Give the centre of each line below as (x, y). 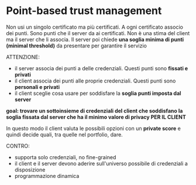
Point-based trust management (84, 11)
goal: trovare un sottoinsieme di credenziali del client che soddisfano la (94, 111)
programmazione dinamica (47, 176)
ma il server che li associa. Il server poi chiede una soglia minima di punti (95, 39)
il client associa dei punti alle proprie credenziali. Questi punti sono (95, 81)
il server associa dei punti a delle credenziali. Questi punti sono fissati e (101, 68)
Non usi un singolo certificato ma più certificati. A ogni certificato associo (94, 27)
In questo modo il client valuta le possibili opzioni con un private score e (94, 128)
